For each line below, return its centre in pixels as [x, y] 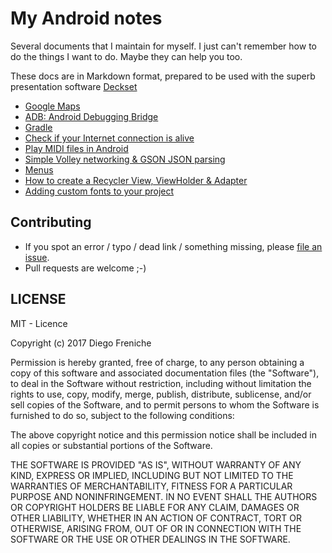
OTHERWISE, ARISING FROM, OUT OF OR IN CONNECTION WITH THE [156, 528]
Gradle [38, 127]
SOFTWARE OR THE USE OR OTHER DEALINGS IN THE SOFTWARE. [150, 539]
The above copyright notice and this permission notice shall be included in [163, 434]
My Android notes [86, 18]
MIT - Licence [39, 323]
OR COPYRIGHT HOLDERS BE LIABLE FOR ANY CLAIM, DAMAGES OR [155, 507]
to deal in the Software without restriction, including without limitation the [161, 383]
